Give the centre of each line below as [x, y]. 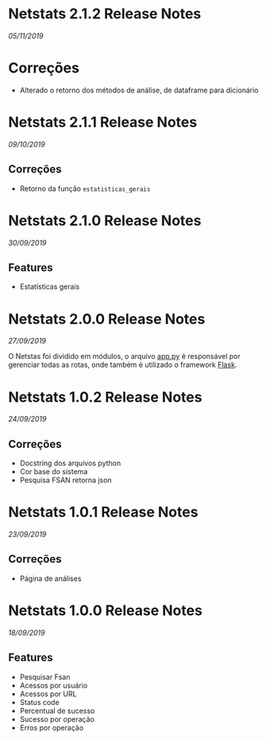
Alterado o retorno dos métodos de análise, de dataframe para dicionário [139, 90]
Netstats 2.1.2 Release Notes [105, 14]
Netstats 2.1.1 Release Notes [103, 122]
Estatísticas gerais [50, 286]
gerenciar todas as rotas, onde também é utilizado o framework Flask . [123, 365]
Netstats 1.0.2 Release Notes [105, 397]
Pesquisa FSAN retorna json [66, 480]
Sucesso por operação [57, 719]
